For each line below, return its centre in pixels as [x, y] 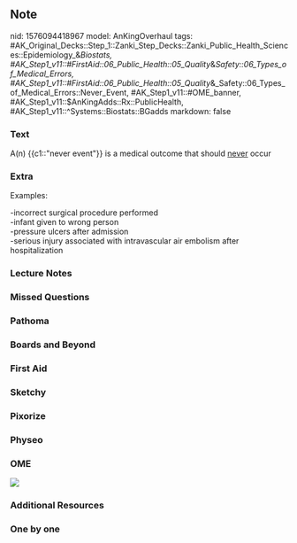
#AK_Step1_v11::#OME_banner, [186, 92]
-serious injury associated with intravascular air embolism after [125, 241]
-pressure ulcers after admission [69, 232]
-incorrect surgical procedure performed [84, 213]
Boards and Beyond [53, 345]
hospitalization [37, 251]
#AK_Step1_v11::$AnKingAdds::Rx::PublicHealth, [97, 102]
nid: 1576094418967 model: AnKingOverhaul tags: [102, 35]
